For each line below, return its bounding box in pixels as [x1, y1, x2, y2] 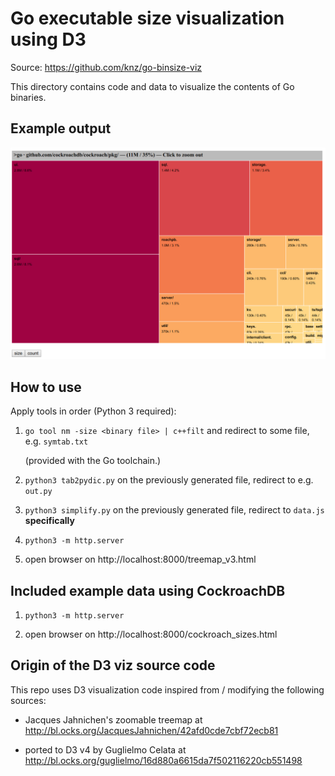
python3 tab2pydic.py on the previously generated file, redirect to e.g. [24, 474, 314, 486]
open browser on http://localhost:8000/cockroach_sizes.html [24, 628, 278, 640]
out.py [24, 487, 53, 497]
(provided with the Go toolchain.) [24, 455, 162, 467]
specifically [24, 515, 75, 527]
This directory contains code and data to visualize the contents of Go [10, 80, 295, 92]
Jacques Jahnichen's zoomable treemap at [24, 713, 203, 726]
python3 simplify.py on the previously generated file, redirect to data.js [24, 504, 325, 516]
